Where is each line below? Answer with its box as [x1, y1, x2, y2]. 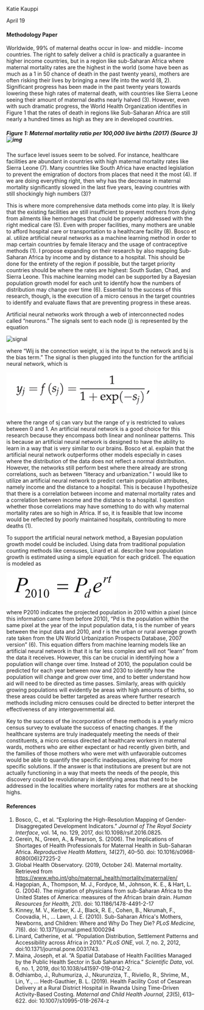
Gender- [165, 816, 187, 824]
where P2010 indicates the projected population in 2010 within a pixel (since [6, 609, 197, 616]
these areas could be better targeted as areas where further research [6, 693, 181, 700]
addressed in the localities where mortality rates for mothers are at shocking [6, 782, 198, 790]
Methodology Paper [6, 30, 58, 38]
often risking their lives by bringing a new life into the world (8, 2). [6, 77, 172, 84]
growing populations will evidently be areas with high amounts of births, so [6, 686, 194, 693]
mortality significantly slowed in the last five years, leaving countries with [6, 184, 190, 191]
